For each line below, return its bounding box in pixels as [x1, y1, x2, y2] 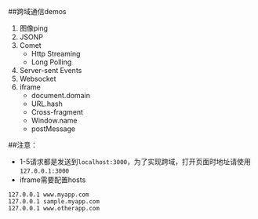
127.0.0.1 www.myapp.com [8, 191, 89, 199]
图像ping [19, 24, 49, 33]
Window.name [31, 116, 78, 125]
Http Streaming [31, 49, 81, 58]
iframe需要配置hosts [19, 175, 86, 184]
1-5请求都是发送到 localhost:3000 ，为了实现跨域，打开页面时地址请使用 [19, 157, 251, 166]
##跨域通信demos [8, 7, 67, 16]
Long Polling [31, 57, 72, 67]
